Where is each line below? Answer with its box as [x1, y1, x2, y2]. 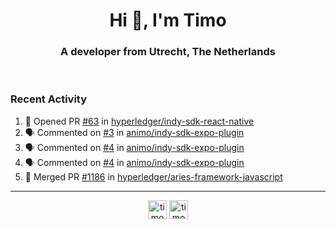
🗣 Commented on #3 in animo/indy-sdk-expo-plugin [24, 126, 245, 138]
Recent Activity [10, 92, 88, 106]
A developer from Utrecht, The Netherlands [60, 45, 276, 59]
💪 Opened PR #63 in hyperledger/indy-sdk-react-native [24, 115, 255, 127]
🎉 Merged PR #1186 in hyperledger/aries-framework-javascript [24, 170, 283, 183]
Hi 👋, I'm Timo [109, 9, 227, 32]
